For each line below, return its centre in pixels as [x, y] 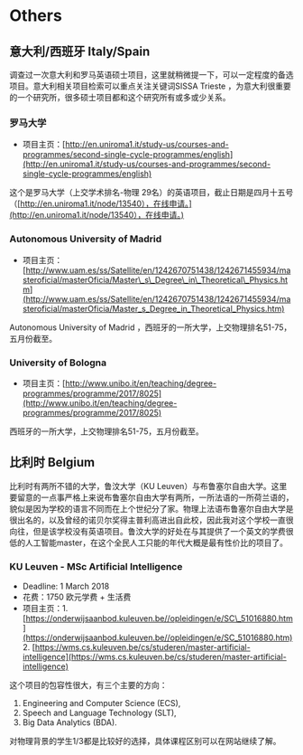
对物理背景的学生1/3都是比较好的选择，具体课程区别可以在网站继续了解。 [145, 741]
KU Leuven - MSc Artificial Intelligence [96, 566]
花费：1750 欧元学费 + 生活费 [77, 597]
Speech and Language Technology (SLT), [100, 713]
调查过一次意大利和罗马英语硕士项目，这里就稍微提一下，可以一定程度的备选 [151, 75]
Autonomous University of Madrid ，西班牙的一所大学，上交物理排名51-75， [151, 327]
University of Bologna [58, 363]
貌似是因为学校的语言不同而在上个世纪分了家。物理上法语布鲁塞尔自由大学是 [151, 508]
